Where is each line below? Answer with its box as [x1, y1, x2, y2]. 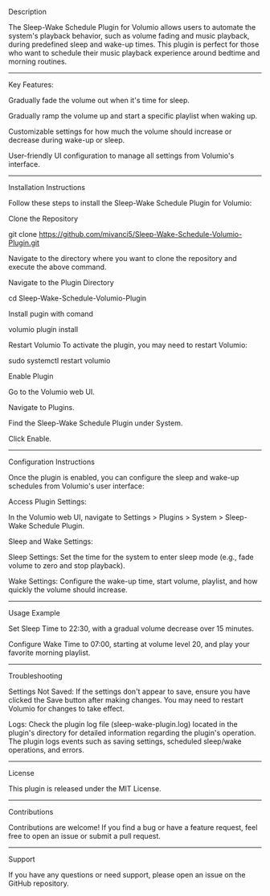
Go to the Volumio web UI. [8, 387, 95, 396]
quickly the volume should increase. [8, 585, 128, 595]
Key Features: [8, 80, 54, 89]
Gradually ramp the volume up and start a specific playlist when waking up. [8, 111, 258, 120]
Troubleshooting [8, 671, 63, 680]
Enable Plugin [8, 371, 54, 381]
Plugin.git [8, 238, 40, 247]
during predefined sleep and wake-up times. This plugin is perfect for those [8, 39, 260, 49]
